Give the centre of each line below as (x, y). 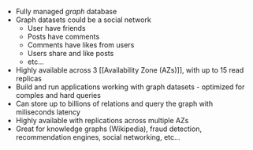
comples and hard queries (58, 95)
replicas (28, 79)
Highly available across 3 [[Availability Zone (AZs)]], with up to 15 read (130, 70)
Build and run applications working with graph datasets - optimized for (130, 87)
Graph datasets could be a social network (83, 20)
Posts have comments (63, 36)
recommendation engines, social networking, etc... (98, 137)
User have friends (56, 28)
